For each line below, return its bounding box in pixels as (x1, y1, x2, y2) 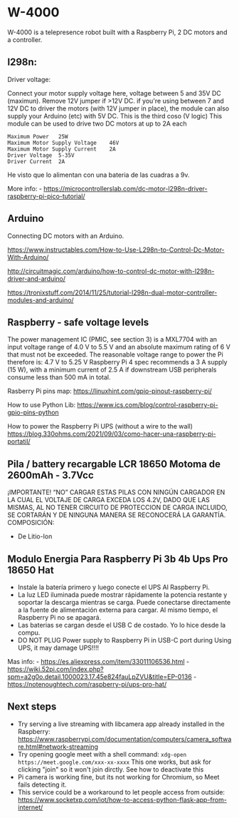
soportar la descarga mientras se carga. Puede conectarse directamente (17, 598, 231, 606)
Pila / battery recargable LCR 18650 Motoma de (7, 458, 221, 470)
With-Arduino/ (7, 252, 49, 261)
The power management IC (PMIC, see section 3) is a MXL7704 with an (7, 335, 218, 344)
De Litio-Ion (17, 532, 53, 541)
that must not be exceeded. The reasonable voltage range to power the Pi (7, 350, 224, 359)
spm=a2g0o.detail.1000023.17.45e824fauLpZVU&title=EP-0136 (7, 673, 192, 681)
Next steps (7, 700, 57, 713)
